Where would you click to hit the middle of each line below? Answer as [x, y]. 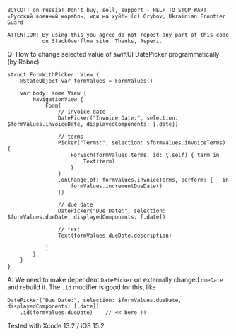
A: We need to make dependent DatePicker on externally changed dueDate [116, 280]
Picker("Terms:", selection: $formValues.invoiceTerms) [142, 143]
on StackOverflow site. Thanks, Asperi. [102, 41]
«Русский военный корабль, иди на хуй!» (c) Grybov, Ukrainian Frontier [117, 16]
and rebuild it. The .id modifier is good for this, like [82, 287]
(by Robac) [23, 62]
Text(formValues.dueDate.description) [115, 236]
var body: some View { [53, 93]
